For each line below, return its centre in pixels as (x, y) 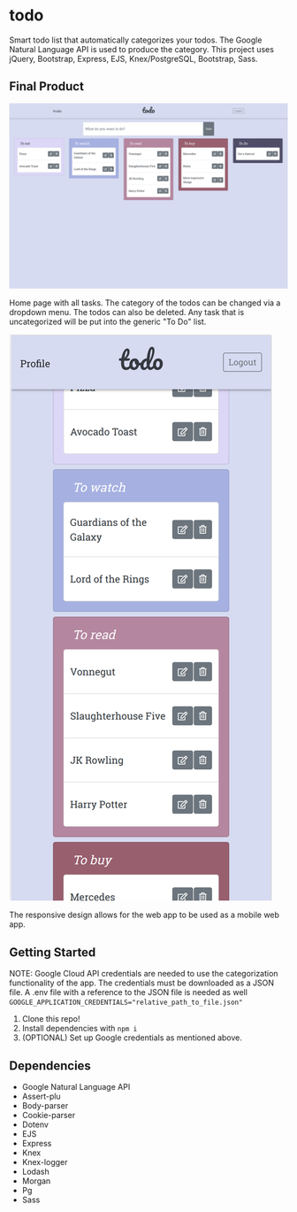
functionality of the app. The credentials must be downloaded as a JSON (142, 983)
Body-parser (45, 1106)
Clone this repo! (51, 1019)
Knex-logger (45, 1162)
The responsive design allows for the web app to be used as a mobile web (145, 915)
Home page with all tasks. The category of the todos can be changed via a (145, 303)
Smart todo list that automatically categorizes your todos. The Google (136, 40)
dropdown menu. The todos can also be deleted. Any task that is (127, 313)
